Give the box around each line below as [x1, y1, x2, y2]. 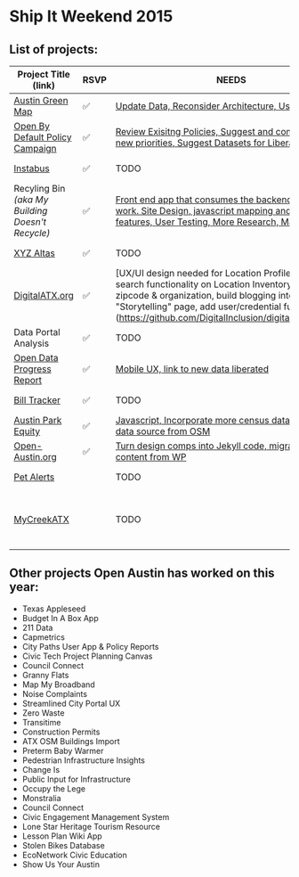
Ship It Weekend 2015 [9, 6, 174, 27]
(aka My [13, 193, 49, 206]
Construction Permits [21, 726, 101, 737]
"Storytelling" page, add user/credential [115, 300, 282, 313]
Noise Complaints [21, 688, 87, 699]
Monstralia [21, 792, 61, 803]
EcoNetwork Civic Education [21, 849, 127, 860]
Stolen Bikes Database [21, 840, 105, 850]
